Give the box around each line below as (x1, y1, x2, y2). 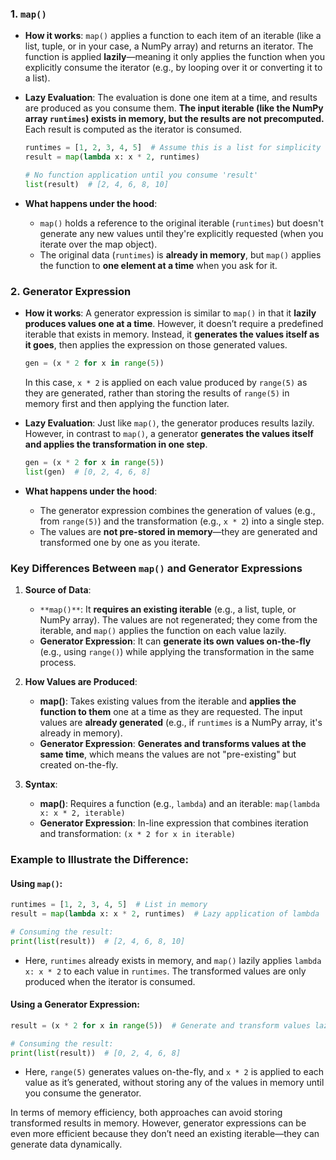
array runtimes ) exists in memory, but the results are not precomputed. (24, 113, 325, 125)
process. (39, 657, 77, 669)
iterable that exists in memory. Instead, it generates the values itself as (24, 328, 320, 341)
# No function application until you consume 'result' (24, 170, 259, 181)
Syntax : (24, 778, 58, 791)
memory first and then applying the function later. (24, 397, 230, 409)
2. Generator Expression (10, 284, 132, 298)
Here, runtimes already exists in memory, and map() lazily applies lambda (24, 954, 322, 966)
